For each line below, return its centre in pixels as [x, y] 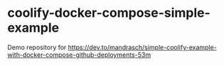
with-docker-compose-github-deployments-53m [79, 55]
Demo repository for [37, 47]
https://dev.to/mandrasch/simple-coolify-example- [142, 47]
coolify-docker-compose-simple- [109, 13]
